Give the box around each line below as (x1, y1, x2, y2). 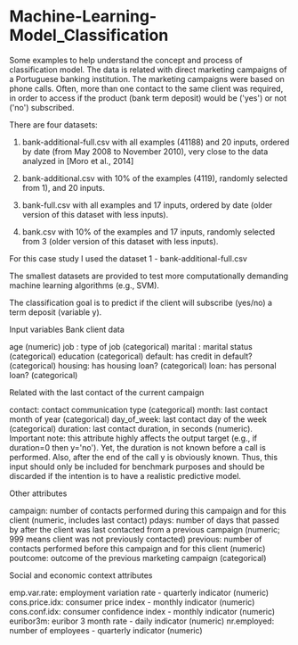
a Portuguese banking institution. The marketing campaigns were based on (9, 73, 285, 84)
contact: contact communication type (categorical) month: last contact (9, 404, 269, 415)
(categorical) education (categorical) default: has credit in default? (9, 351, 254, 361)
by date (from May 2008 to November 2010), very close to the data (21, 145, 269, 157)
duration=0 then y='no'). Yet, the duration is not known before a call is (9, 442, 267, 452)
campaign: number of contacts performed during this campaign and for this (9, 505, 286, 516)
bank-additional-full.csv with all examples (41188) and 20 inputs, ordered (21, 136, 290, 147)
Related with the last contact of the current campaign (9, 386, 205, 398)
